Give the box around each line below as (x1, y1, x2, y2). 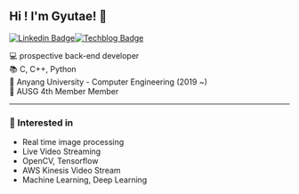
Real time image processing (21, 137, 125, 148)
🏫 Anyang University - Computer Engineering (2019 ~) (9, 77, 207, 87)
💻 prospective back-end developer (9, 50, 140, 61)
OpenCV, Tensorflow (21, 156, 99, 166)
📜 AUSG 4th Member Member (9, 85, 119, 96)
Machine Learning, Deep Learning (21, 174, 148, 185)
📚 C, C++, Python (9, 63, 77, 74)
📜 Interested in (9, 117, 74, 129)
